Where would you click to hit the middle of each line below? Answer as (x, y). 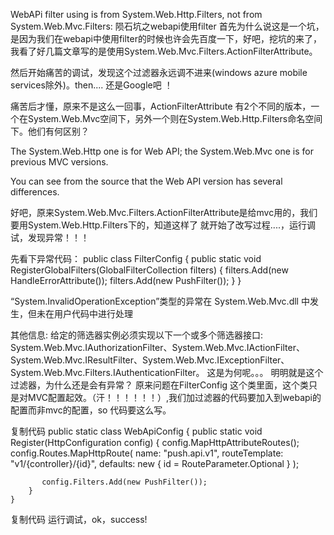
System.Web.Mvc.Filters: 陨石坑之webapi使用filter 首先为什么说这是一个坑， (167, 26)
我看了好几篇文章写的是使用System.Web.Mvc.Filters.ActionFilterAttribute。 (164, 51)
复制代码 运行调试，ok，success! (79, 519)
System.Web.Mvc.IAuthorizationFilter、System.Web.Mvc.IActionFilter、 (157, 347)
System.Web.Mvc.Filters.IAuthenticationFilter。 (107, 372)
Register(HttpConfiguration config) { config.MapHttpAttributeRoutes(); (155, 442)
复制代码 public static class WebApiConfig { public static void (136, 431)
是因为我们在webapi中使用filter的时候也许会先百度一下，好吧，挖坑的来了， (166, 38)
